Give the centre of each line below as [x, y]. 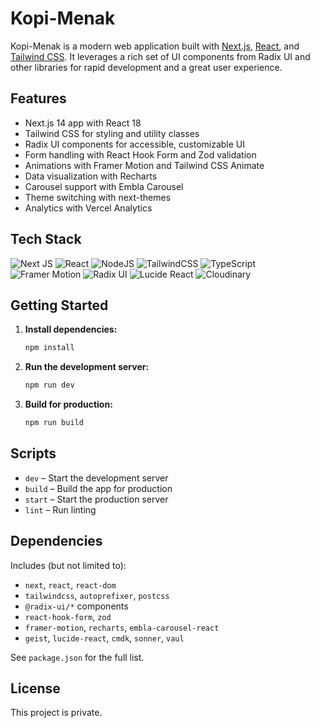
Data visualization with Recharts [91, 176]
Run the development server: [87, 367]
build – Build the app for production [98, 488]
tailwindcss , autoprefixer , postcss [97, 595]
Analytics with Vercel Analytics [88, 208]
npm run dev [49, 385]
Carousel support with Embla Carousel [104, 186]
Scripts [33, 453]
